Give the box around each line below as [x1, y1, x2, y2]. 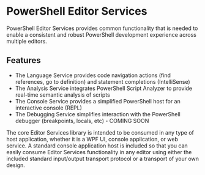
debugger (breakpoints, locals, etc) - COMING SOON [15, 117, 149, 124]
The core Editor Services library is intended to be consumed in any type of [6, 128, 195, 136]
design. [6, 161, 26, 169]
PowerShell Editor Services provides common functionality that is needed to [6, 24, 198, 32]
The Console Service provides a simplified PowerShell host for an [15, 97, 181, 105]
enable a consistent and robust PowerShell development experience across [6, 31, 197, 38]
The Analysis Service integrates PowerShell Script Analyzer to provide [15, 84, 193, 92]
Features [6, 55, 41, 65]
